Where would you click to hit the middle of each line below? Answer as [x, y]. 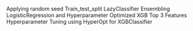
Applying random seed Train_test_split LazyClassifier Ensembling [88, 9]
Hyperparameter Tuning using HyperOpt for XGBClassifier [79, 22]
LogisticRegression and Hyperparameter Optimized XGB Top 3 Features [97, 15]
